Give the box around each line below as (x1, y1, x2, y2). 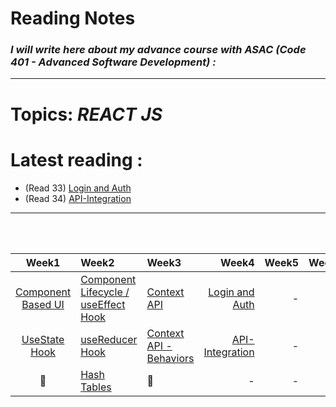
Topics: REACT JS (10, 103, 163, 126)
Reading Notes (10, 7, 136, 30)
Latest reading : (10, 148, 143, 171)
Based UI (21, 297, 65, 311)
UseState (21, 332, 65, 346)
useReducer (80, 332, 138, 346)
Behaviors (146, 351, 195, 365)
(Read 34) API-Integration (24, 192, 132, 204)
